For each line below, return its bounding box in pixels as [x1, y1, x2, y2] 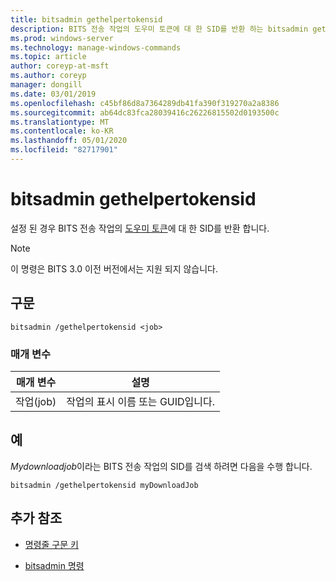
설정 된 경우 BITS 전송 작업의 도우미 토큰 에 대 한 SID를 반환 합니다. [10, 222, 270, 234]
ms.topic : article [10, 52, 87, 62]
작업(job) [15, 394, 57, 408]
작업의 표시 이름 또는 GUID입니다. [66, 394, 216, 408]
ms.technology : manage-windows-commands [10, 42, 182, 53]
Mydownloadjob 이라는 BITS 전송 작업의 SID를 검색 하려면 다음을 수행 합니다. [10, 460, 313, 472]
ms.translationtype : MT [10, 117, 110, 127]
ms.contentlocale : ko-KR [10, 126, 114, 136]
